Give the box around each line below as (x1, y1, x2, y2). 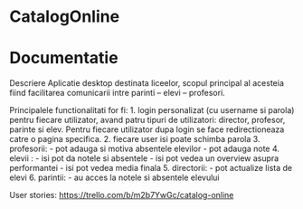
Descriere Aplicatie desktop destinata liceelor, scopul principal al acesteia (9, 78, 285, 89)
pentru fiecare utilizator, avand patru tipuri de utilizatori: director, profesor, (9, 115, 286, 126)
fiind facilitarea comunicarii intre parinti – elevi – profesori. (9, 88, 226, 99)
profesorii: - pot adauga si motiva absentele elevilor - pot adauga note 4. (9, 143, 280, 155)
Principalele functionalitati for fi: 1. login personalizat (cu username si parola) (9, 105, 295, 116)
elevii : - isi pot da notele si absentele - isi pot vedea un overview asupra (9, 153, 279, 164)
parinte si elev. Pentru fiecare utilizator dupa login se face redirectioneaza (9, 124, 285, 135)
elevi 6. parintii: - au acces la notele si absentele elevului (9, 172, 220, 183)
